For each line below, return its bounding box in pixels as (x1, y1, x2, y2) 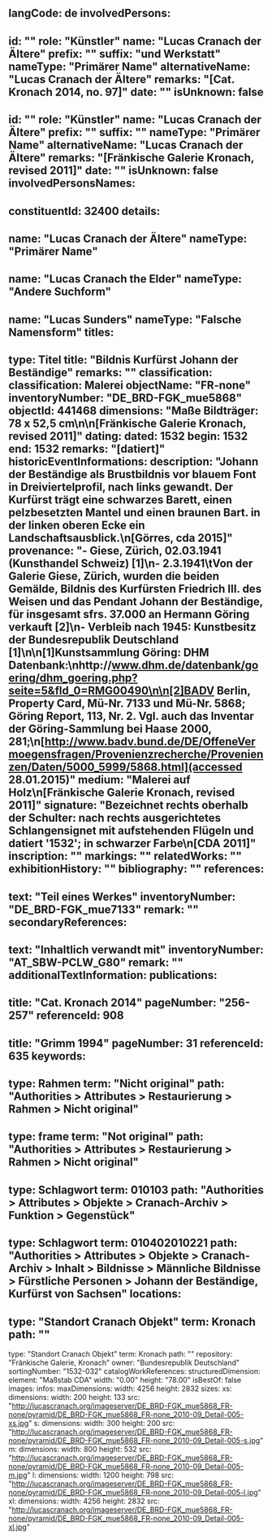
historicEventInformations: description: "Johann (8, 455, 259, 469)
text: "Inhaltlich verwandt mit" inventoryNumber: (8, 942, 264, 956)
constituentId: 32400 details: (8, 204, 161, 218)
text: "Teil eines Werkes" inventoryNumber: (8, 889, 236, 903)
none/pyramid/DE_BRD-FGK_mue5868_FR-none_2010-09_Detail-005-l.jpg (8, 1488, 258, 1498)
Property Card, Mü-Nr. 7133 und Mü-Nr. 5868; (8, 696, 246, 711)
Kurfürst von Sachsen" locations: (8, 1287, 182, 1301)
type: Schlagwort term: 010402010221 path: (8, 1236, 238, 1250)
